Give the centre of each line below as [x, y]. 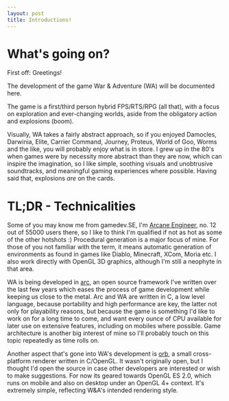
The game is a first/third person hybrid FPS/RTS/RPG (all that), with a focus [113, 106]
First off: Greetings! [35, 73]
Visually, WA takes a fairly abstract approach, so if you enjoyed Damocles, [112, 135]
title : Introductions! [39, 20]
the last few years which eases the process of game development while [108, 290]
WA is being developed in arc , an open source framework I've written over [112, 282]
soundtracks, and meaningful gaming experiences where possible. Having [112, 171]
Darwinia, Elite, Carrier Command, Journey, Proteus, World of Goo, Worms [112, 142]
